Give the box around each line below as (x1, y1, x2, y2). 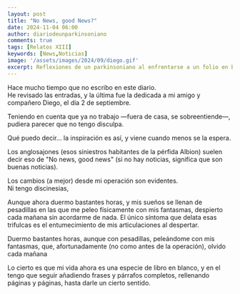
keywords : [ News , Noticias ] (7, 51, 88, 58)
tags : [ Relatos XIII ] (7, 44, 72, 51)
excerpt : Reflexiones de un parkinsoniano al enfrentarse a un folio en (7, 64, 229, 71)
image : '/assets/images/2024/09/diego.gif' (7, 57, 139, 64)
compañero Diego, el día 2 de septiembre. (7, 98, 131, 107)
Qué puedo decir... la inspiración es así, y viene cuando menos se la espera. (7, 133, 231, 142)
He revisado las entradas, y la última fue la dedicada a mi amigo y (7, 91, 201, 99)
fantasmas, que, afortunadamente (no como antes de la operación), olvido (7, 242, 226, 250)
